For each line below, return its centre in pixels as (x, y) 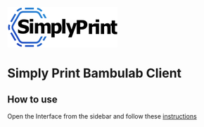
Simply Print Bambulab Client (94, 73)
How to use (32, 99)
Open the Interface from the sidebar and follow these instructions (102, 116)
